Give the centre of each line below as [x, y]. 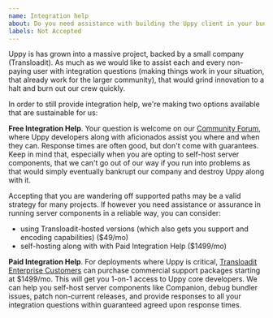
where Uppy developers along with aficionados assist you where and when [134, 137]
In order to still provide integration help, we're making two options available [134, 104]
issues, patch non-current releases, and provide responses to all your [125, 296]
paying [20, 71]
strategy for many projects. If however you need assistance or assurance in [135, 204]
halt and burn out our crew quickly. [67, 88]
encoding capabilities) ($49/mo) [74, 238]
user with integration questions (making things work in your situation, [149, 71]
